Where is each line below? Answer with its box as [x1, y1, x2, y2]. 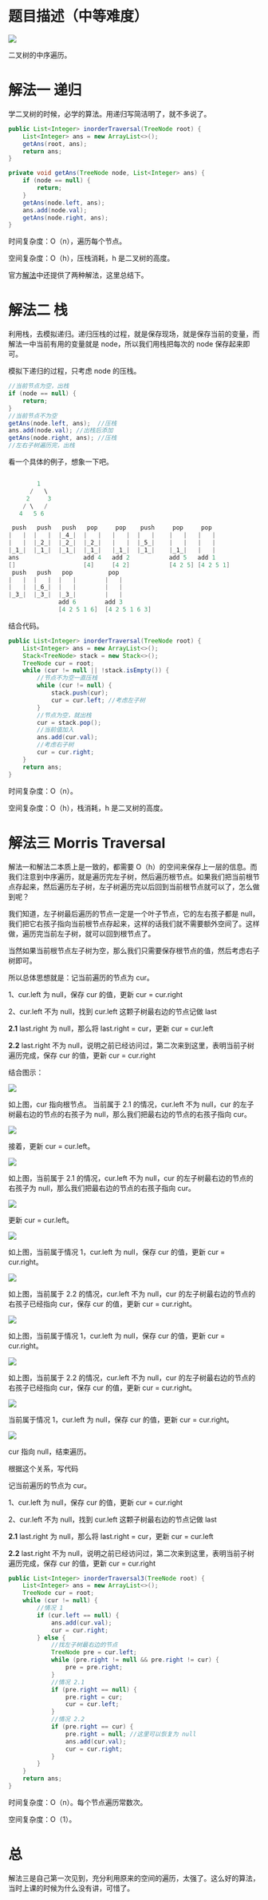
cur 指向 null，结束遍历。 [8, 1447, 91, 1456]
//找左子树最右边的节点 [50, 1641, 118, 1649]
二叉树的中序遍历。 [8, 49, 72, 60]
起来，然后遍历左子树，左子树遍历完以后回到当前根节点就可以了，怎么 [22, 881, 253, 891]
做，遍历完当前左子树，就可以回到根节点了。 [8, 928, 156, 938]
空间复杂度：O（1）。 [8, 1814, 77, 1824]
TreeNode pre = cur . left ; [50, 1649, 137, 1657]
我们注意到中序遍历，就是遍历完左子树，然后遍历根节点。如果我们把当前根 [8, 872, 253, 881]
